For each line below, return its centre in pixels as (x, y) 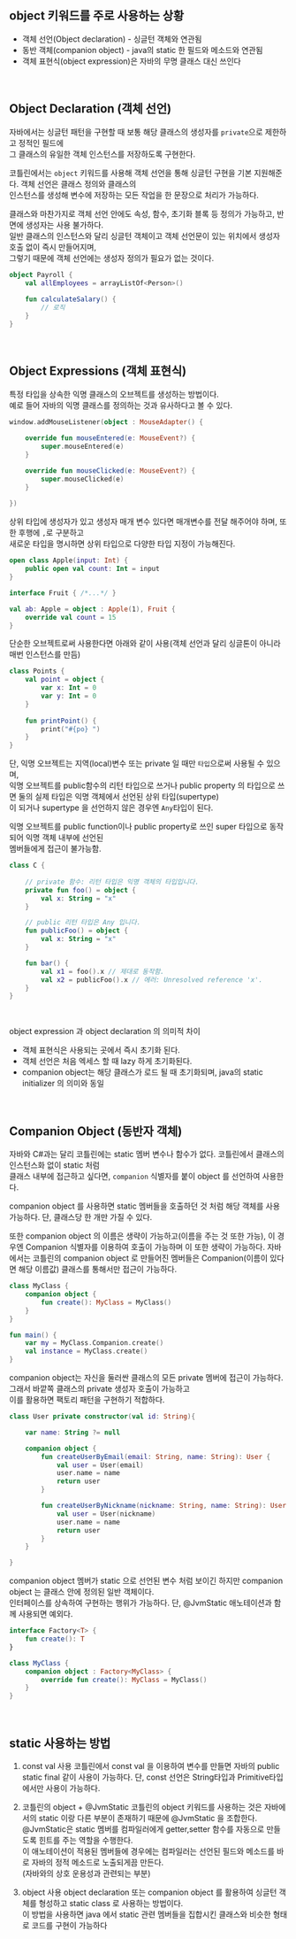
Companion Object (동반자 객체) (96, 1131)
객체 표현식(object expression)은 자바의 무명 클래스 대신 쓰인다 (131, 61)
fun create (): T (55, 1639)
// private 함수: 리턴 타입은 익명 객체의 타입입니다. (112, 882)
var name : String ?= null (73, 1433)
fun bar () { (47, 963)
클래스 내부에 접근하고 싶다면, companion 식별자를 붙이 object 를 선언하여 (135, 1177)
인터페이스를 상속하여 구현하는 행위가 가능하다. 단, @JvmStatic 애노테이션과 (140, 1603)
